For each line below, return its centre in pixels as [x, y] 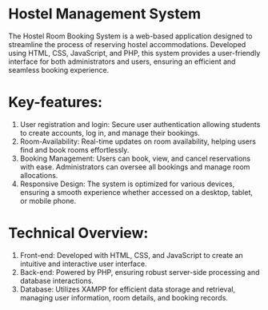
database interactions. [57, 280]
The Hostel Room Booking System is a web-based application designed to [130, 36]
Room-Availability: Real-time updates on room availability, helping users [138, 141]
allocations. [39, 175]
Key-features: [55, 103]
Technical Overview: [78, 233]
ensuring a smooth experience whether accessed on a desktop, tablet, [136, 192]
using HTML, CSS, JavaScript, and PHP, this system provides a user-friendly [134, 53]
